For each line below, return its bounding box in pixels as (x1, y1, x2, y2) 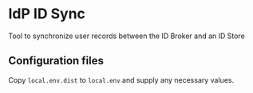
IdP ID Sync (8, 5, 86, 23)
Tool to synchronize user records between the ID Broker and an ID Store (8, 31, 245, 41)
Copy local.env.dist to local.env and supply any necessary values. (8, 75, 234, 84)
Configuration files (8, 54, 104, 68)
